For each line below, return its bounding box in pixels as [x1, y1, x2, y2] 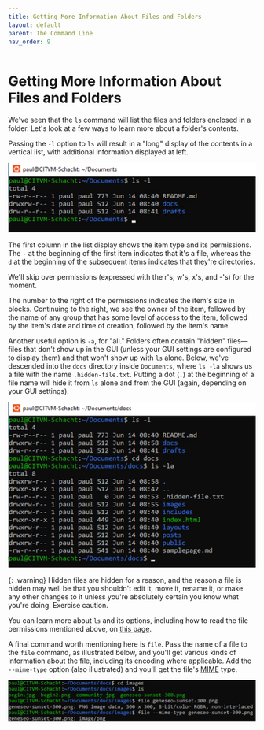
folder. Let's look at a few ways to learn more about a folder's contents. [8, 124, 239, 133]
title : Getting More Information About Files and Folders [8, 13, 202, 20]
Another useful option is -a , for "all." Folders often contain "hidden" [8, 335, 226, 346]
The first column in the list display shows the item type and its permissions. [8, 240, 251, 250]
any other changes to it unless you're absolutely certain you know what [8, 592, 240, 602]
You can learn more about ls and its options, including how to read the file [8, 616, 249, 625]
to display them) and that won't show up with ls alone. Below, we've [8, 353, 229, 362]
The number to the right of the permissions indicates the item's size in [8, 295, 235, 305]
